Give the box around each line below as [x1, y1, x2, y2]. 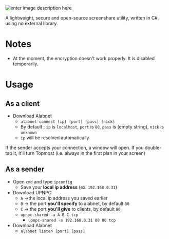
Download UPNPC [12, 189, 52, 195]
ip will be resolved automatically [20, 134, 89, 141]
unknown [20, 130, 37, 135]
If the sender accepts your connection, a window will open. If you [5, 144, 144, 151]
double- [144, 144, 162, 151]
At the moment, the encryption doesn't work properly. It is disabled [12, 55, 155, 61]
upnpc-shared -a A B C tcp [20, 212, 79, 217]
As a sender [5, 165, 45, 174]
